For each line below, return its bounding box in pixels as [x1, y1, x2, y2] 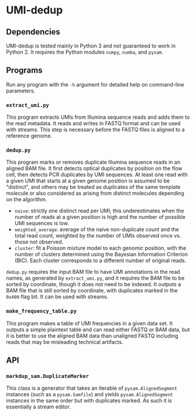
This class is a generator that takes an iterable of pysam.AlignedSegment [6, 384, 177, 392]
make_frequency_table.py [6, 308, 77, 315]
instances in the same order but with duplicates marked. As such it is [6, 397, 173, 404]
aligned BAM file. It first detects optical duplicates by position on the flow [6, 165, 183, 172]
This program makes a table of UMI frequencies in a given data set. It [6, 319, 173, 326]
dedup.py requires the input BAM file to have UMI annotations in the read [6, 269, 180, 276]
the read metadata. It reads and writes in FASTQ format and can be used [6, 120, 181, 127]
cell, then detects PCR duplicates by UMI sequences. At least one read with [6, 171, 188, 178]
